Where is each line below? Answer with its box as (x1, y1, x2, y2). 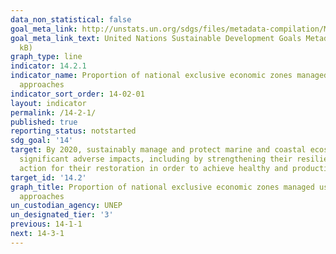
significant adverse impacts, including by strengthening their (19, 154, 293, 164)
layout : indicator (10, 98, 87, 108)
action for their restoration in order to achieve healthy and (19, 163, 288, 173)
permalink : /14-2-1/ (10, 107, 97, 118)
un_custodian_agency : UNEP (10, 201, 123, 211)
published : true (10, 117, 78, 127)
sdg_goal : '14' (10, 136, 74, 146)
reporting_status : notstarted (10, 126, 137, 136)
